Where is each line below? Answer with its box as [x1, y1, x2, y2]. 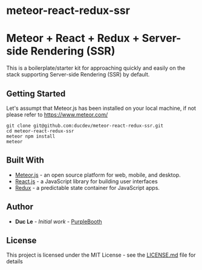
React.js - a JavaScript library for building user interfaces [15, 177, 158, 185]
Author [6, 201, 33, 212]
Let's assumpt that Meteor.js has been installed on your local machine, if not [6, 104, 197, 112]
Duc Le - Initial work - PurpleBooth [15, 218, 102, 225]
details [6, 258, 23, 265]
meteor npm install [6, 133, 56, 140]
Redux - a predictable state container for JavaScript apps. [15, 184, 160, 191]
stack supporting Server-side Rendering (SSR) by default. [6, 71, 150, 78]
